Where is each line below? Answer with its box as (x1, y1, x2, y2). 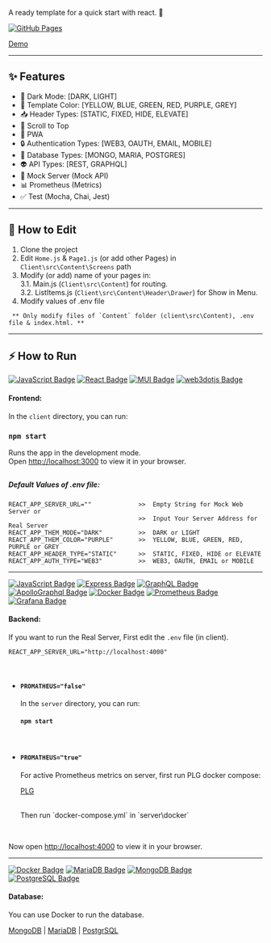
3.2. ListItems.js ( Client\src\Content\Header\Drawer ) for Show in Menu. (19, 287, 258, 297)
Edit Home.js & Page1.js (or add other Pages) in (19, 253, 177, 263)
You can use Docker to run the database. (8, 910, 144, 920)
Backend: (8, 615, 41, 624)
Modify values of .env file (19, 296, 105, 306)
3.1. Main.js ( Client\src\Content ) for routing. (19, 279, 168, 289)
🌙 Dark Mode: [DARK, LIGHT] (19, 91, 118, 101)
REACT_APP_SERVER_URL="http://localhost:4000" (8, 648, 168, 656)
